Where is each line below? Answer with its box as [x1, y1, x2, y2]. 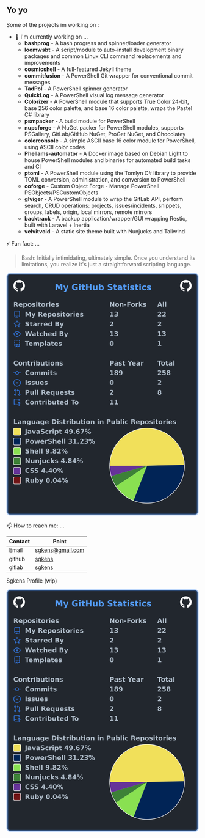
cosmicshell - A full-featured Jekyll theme [24, 65, 132, 73]
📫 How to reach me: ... [6, 522, 65, 529]
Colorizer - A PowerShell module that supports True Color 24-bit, [24, 98, 189, 105]
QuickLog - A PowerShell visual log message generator [24, 91, 164, 98]
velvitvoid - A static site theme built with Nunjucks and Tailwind [24, 227, 185, 235]
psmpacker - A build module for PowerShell [24, 117, 135, 125]
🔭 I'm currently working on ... [15, 33, 88, 40]
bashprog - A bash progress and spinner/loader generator [24, 39, 172, 46]
